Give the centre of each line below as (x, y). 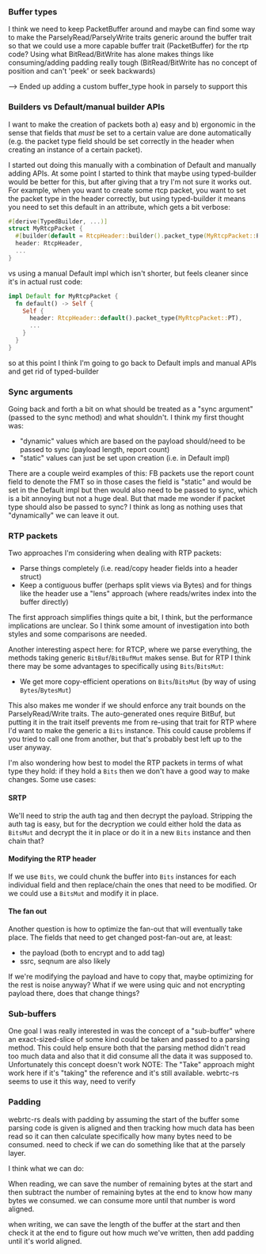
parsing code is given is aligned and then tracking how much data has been (131, 1127)
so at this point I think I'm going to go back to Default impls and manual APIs (133, 363)
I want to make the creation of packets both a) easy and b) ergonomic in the (132, 124)
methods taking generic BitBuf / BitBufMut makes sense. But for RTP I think (129, 658)
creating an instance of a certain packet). (75, 150)
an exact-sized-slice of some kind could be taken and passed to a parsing (129, 1039)
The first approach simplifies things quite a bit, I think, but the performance (131, 617)
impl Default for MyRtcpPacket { (63, 296)
